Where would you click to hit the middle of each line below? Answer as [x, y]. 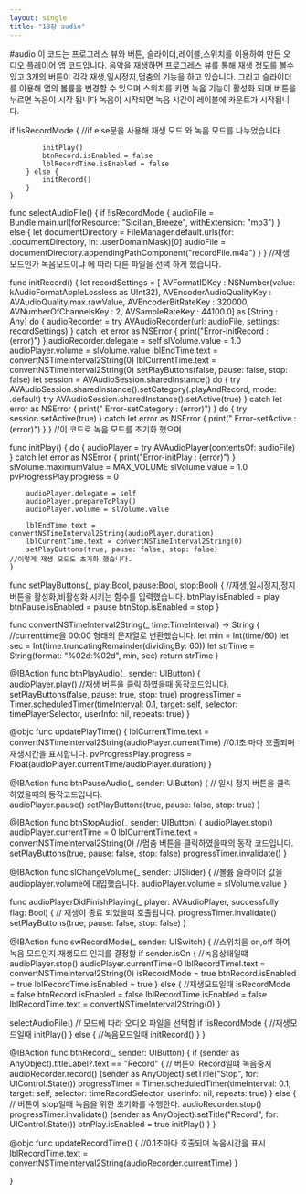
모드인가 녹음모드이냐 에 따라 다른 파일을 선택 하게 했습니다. [116, 264]
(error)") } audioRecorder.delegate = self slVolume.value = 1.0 [126, 340]
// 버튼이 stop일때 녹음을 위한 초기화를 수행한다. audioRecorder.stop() [136, 1103]
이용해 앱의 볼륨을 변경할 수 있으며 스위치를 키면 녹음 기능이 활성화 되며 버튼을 [158, 88]
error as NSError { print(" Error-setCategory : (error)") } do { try [128, 409]
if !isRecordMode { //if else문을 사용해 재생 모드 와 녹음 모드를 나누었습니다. [146, 130]
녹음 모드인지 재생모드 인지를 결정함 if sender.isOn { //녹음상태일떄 [129, 953]
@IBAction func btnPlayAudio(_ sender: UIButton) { [105, 673]
